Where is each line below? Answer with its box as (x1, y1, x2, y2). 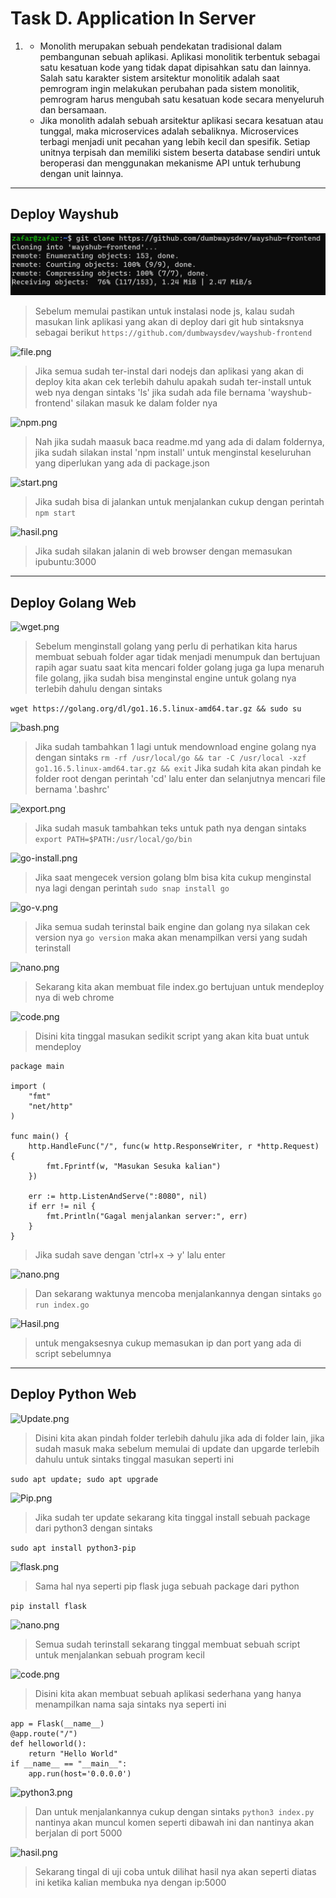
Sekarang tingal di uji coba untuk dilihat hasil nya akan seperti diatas (34, 1865, 317, 1877)
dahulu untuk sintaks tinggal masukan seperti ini (34, 1453, 234, 1465)
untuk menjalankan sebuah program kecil (34, 1648, 205, 1661)
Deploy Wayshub (10, 206, 119, 223)
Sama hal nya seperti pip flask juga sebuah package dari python (34, 1580, 300, 1592)
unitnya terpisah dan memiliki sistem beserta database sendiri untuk (39, 146, 321, 158)
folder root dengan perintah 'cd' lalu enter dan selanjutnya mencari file (34, 772, 326, 784)
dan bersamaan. (39, 103, 107, 116)
